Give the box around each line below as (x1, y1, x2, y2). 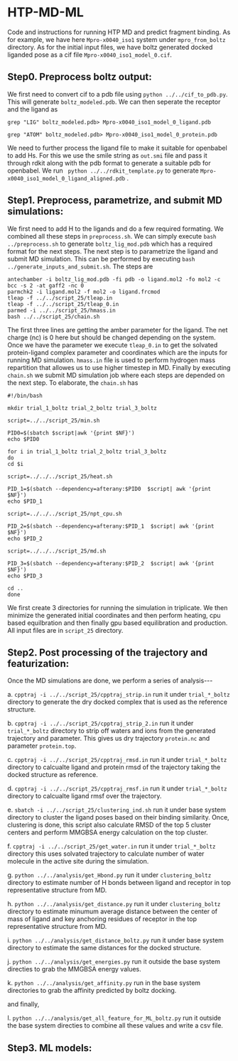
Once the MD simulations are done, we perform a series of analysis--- (7, 676, 213, 685)
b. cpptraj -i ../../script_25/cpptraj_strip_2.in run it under (7, 719, 194, 728)
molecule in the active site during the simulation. (7, 857, 149, 866)
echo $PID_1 (7, 498, 43, 505)
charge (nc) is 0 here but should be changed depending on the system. (7, 333, 216, 342)
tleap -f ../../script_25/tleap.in (7, 294, 113, 302)
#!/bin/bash (7, 392, 43, 399)
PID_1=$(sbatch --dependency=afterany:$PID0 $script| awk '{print (7, 485, 212, 492)
